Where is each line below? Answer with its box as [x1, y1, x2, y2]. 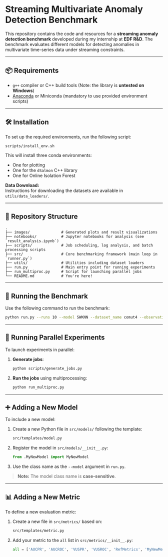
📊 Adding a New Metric [5, 493, 80, 501]
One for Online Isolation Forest [12, 172, 76, 178]
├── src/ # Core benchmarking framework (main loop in [5, 251, 157, 257]
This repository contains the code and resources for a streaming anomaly [5, 30, 158, 36]
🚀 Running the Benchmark [5, 291, 88, 300]
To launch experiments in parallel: [5, 346, 75, 352]
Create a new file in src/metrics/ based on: [12, 518, 102, 524]
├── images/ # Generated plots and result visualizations [5, 230, 157, 235]
